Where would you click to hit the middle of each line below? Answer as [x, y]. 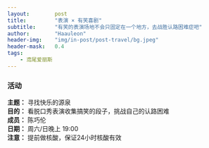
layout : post [38, 14]
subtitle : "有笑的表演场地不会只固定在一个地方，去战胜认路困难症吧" [105, 27]
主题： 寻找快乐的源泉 [39, 102]
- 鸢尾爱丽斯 [36, 60]
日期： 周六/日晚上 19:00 [43, 129]
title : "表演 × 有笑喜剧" [55, 20]
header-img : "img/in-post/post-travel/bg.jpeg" [83, 40]
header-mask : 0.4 [36, 47]
